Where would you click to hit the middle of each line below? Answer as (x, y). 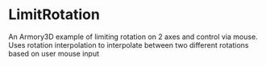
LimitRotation (54, 15)
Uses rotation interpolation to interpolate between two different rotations (129, 45)
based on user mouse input (54, 53)
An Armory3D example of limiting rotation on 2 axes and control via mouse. (133, 37)
